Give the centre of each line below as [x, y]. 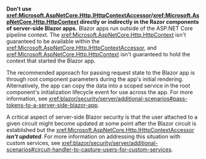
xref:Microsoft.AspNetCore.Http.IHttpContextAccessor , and [82, 48]
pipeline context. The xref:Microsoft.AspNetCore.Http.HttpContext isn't [96, 35]
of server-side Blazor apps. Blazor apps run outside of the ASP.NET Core [100, 28]
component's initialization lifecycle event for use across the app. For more [100, 92]
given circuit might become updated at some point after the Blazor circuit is [101, 124]
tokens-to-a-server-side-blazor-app [52, 105]
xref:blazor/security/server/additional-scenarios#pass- [118, 98]
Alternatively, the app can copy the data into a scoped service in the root [98, 86]
